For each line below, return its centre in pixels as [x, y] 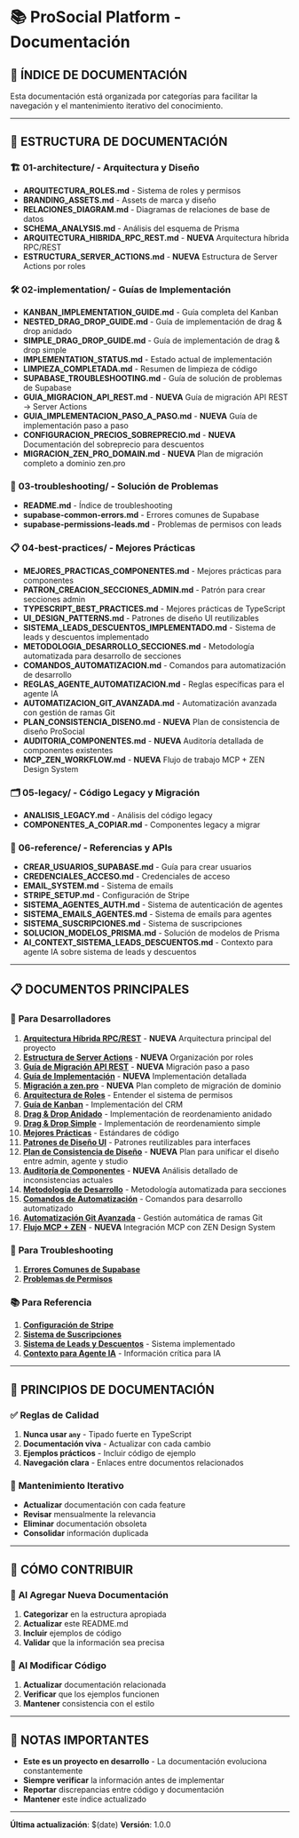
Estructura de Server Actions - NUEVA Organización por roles [138, 1057]
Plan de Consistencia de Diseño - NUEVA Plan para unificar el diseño [151, 1151]
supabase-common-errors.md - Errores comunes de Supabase [141, 515]
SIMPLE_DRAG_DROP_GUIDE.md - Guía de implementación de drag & [151, 340]
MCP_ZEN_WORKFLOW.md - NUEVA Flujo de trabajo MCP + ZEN [144, 760]
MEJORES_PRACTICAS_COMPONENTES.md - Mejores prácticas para [152, 570]
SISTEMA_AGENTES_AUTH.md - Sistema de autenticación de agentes [153, 905]
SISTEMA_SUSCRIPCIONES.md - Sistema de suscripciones [133, 924]
